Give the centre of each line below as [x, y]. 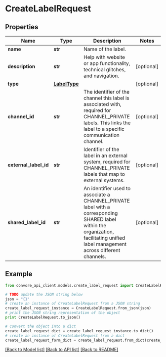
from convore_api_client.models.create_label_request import [69, 285]
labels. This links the [107, 123]
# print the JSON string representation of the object [63, 313]
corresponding [101, 213]
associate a [97, 195]
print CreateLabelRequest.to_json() [43, 317]
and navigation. [102, 76]
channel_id [21, 117]
